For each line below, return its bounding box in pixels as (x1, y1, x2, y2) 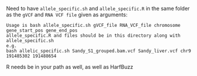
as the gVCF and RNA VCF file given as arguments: (6, 11, 128, 18)
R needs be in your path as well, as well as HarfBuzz (6, 64, 134, 70)
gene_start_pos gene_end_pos (6, 27, 78, 33)
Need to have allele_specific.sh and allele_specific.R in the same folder (6, 5, 190, 12)
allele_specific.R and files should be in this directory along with (6, 33, 181, 39)
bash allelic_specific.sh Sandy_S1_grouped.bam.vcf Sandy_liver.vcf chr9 (6, 48, 192, 54)
